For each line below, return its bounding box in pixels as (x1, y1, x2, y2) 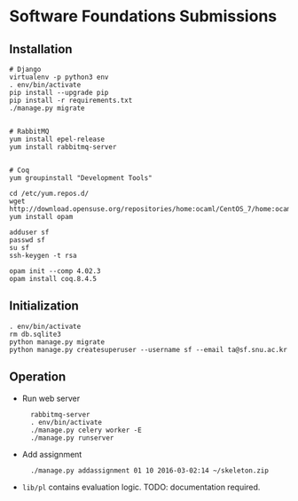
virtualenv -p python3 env (9, 73, 109, 82)
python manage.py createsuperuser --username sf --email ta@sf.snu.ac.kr (9, 345, 288, 354)
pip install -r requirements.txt (9, 96, 133, 105)
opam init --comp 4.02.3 (9, 267, 101, 276)
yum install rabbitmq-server (9, 143, 117, 152)
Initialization (9, 299, 80, 314)
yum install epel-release (9, 135, 105, 144)
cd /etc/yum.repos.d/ (9, 189, 90, 198)
